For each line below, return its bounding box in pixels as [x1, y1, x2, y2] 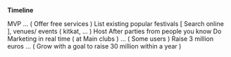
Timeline [7, 6, 34, 14]
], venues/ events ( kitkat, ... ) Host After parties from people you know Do [7, 27, 222, 35]
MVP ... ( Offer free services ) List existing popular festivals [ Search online [7, 20, 224, 27]
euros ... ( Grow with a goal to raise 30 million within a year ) [7, 42, 182, 50]
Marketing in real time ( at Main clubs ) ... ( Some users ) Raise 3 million [7, 34, 213, 43]
